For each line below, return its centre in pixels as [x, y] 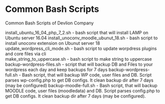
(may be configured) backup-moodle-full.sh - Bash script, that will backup [81, 85]
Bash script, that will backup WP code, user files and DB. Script [87, 75]
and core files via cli [26, 54]
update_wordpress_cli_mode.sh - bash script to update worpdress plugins [81, 48]
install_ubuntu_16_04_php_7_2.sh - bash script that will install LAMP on [77, 32]
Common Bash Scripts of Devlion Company [49, 23]
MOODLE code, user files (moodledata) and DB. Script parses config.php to [82, 91]
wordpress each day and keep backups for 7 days [56, 69]
